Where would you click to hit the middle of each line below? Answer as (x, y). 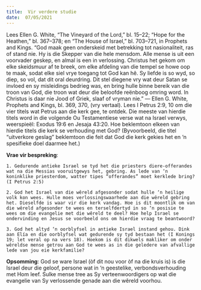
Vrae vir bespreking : (32, 155)
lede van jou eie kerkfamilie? (45, 250)
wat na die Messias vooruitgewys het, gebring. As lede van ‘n (87, 171)
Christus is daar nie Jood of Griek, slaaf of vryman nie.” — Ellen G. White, (97, 98)
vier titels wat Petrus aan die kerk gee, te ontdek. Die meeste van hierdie (96, 111)
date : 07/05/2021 (29, 17)
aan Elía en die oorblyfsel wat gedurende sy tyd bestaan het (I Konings (101, 234)
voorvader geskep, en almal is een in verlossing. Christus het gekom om (96, 60)
